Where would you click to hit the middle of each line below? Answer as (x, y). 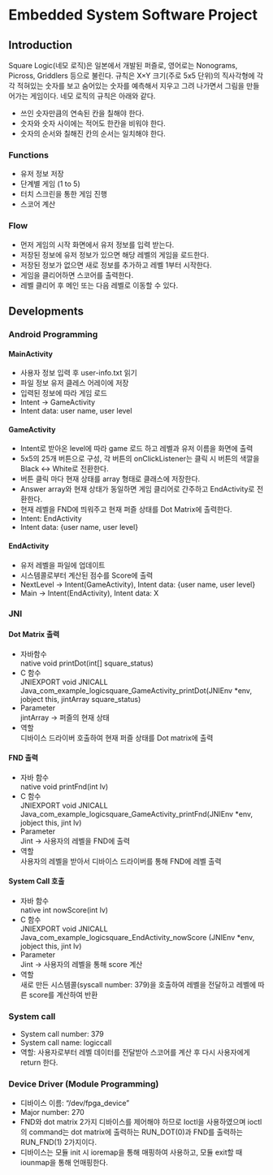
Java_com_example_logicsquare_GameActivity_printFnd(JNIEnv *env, (136, 813)
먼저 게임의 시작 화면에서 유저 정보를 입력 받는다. (97, 245)
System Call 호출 (37, 881)
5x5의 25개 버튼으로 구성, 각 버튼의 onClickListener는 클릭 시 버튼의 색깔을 (140, 459)
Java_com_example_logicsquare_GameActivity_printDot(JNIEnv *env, (136, 690)
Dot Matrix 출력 (34, 635)
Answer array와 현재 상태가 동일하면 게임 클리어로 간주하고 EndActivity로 (137, 489)
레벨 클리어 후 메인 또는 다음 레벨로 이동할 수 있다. (99, 285)
